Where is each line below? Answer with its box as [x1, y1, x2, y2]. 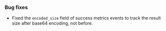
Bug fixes [4, 4, 28, 11]
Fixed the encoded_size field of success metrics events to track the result [11, 15, 161, 21]
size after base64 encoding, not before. [11, 20, 93, 26]
